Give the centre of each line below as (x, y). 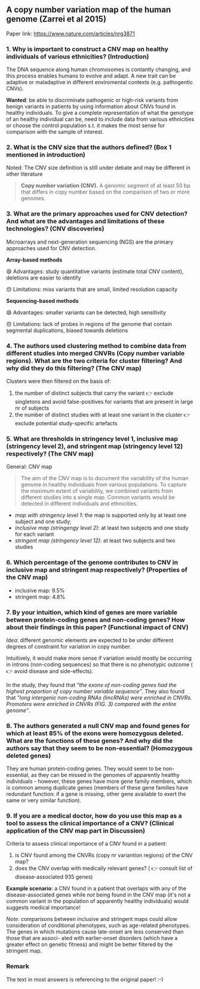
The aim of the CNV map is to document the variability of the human (105, 478)
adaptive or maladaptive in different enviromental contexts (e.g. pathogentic (99, 82)
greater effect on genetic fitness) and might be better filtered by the (90, 945)
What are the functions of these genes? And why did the (90, 741)
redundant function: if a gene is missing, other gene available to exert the (96, 794)
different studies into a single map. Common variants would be (98, 497)
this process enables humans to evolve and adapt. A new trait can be (91, 76)
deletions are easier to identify (44, 278)
